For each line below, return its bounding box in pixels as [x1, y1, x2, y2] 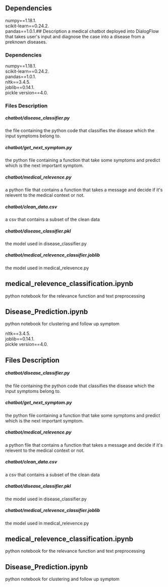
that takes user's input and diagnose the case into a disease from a [5, 33, 145, 39]
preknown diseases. [5, 39, 47, 45]
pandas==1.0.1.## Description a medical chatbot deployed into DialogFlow [5, 28, 159, 34]
